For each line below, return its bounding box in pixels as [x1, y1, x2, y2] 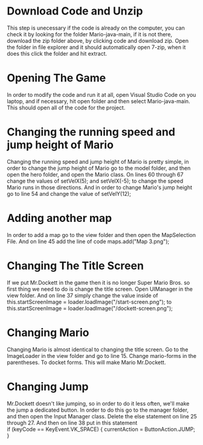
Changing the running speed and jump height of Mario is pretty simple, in [7, 158, 189, 165]
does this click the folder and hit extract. [7, 50, 108, 57]
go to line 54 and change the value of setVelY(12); [7, 190, 132, 197]
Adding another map [7, 212, 112, 225]
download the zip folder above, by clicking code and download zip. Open [7, 37, 189, 44]
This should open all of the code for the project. [7, 104, 126, 111]
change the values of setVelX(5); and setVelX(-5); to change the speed [7, 177, 184, 184]
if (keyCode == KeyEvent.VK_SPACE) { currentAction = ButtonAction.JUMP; [7, 425, 196, 433]
